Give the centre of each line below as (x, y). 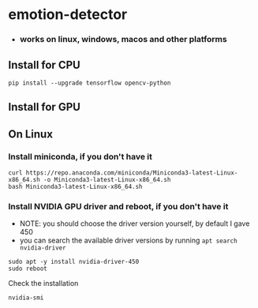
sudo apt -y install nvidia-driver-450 (74, 262)
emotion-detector (68, 15)
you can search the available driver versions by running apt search (129, 240)
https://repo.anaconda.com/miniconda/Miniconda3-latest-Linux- (132, 173)
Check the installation (43, 284)
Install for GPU (45, 107)
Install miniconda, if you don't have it (80, 156)
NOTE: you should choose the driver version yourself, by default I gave (135, 223)
